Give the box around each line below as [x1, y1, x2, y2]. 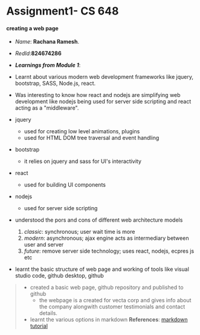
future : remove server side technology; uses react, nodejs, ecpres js [24, 247, 195, 255]
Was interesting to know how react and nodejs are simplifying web [15, 91, 181, 99]
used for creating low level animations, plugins [24, 128, 140, 135]
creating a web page [6, 24, 59, 32]
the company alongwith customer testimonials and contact [39, 303, 185, 310]
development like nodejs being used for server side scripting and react [15, 98, 192, 105]
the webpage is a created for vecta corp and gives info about [39, 297, 192, 304]
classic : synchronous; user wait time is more [24, 228, 135, 236]
